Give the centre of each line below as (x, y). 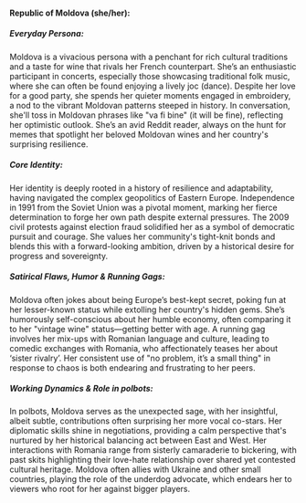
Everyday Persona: (47, 34)
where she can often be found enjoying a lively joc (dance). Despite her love (153, 86)
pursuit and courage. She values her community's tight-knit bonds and (142, 236)
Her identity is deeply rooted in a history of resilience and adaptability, (142, 188)
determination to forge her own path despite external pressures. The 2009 (149, 217)
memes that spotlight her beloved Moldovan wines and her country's (139, 134)
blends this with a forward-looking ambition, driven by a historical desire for (152, 246)
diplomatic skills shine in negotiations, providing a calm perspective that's (148, 431)
